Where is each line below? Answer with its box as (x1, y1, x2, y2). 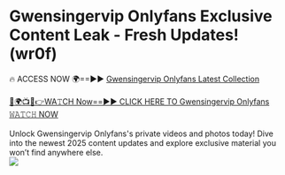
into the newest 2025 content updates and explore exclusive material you (9, 137, 277, 148)
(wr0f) (9, 44, 58, 64)
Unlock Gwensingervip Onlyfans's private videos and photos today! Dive (9, 128, 274, 139)
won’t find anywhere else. (9, 147, 104, 157)
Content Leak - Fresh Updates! (9, 25, 239, 45)
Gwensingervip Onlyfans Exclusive (9, 6, 273, 27)
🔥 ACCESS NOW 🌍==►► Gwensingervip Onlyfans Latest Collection (9, 73, 259, 84)
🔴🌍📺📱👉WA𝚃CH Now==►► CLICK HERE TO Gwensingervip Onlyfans (9, 95, 270, 107)
